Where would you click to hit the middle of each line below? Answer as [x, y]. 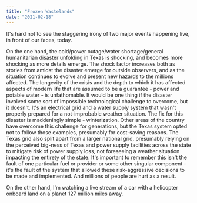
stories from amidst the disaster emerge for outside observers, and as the [96, 70]
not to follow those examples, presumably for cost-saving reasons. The [92, 132]
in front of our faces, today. [39, 40]
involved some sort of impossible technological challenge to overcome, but [97, 101]
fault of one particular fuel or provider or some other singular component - [96, 163]
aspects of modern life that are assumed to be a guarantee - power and [93, 89]
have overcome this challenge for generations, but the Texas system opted [97, 126]
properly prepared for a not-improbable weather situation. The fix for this [95, 114]
